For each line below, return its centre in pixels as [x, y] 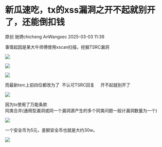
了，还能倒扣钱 [35, 22]
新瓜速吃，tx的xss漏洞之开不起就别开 [80, 10]
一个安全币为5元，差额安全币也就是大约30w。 [51, 130]
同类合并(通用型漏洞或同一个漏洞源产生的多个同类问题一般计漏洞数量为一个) [81, 110]
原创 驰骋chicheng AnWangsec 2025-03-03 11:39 [55, 37]
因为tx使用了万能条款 [26, 104]
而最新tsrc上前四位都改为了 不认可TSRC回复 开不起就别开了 [68, 85]
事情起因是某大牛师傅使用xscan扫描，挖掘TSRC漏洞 [57, 47]
